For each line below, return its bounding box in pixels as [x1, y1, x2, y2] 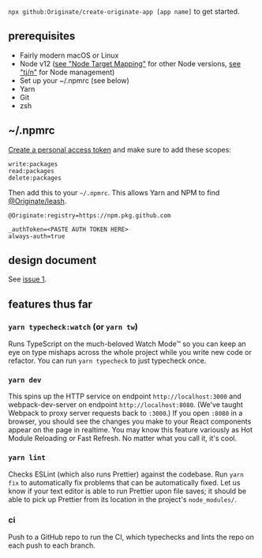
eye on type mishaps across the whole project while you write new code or [8, 348, 253, 357]
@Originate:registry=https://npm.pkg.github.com [8, 211, 171, 220]
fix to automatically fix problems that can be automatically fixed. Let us [8, 477, 241, 487]
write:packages [8, 160, 58, 168]
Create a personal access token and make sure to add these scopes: [8, 145, 231, 154]
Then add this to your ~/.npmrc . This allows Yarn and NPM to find [8, 187, 220, 197]
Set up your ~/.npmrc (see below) [19, 75, 130, 85]
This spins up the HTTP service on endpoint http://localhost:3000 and [8, 391, 242, 402]
